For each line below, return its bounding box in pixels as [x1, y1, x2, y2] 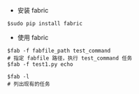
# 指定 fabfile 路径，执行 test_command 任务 [7, 55, 133, 62]
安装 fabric [17, 6, 49, 14]
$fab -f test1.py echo [7, 61, 73, 68]
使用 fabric [17, 34, 49, 41]
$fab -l [7, 73, 30, 80]
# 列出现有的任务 [7, 81, 50, 88]
